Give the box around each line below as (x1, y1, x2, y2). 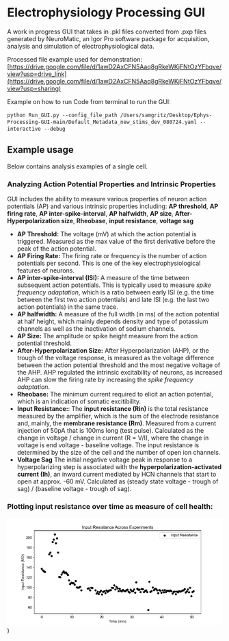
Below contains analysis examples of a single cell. (7, 162, 148, 171)
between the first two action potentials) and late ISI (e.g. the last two (16, 296, 210, 304)
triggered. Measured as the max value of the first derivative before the (16, 238, 215, 246)
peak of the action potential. (16, 244, 97, 253)
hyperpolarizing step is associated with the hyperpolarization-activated (16, 463, 222, 471)
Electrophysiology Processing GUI (7, 5, 205, 21)
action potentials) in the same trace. (16, 303, 118, 311)
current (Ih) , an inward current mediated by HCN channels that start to (16, 470, 217, 479)
